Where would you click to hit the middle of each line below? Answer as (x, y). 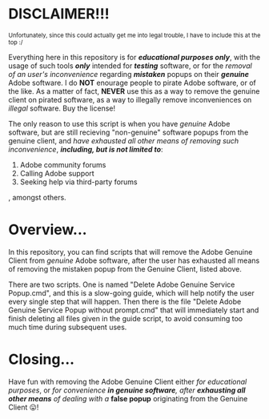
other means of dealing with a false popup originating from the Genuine (128, 398)
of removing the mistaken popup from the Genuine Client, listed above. (125, 268)
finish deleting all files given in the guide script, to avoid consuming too (125, 318)
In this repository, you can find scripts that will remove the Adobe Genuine (130, 252)
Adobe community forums (63, 164)
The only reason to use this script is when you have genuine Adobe (119, 123)
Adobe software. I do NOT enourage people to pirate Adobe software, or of (132, 83)
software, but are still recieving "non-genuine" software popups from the (128, 132)
